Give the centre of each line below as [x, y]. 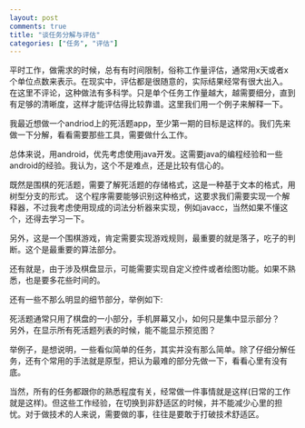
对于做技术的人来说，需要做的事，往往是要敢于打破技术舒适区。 [144, 414]
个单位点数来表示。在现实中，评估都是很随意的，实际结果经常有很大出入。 [148, 82]
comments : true [38, 26]
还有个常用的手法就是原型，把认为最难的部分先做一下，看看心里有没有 [156, 361]
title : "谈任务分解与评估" [55, 35]
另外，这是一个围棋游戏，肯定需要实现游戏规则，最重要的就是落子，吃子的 [148, 238]
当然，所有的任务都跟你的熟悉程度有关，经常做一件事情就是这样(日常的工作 [150, 392]
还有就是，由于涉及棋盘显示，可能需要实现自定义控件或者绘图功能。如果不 [148, 269]
